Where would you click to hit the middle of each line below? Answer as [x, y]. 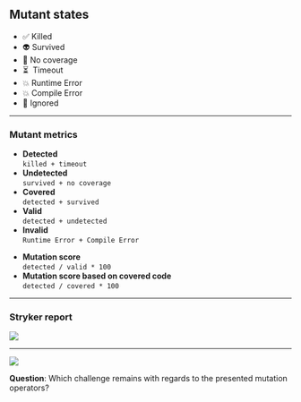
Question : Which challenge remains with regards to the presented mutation [149, 379]
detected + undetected [64, 222]
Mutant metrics [43, 134]
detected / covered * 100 [70, 287]
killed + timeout [55, 165]
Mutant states [49, 15]
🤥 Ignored [40, 103]
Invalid [35, 230]
